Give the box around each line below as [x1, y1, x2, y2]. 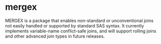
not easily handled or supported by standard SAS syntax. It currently [5, 22, 144, 28]
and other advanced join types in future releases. [5, 33, 105, 39]
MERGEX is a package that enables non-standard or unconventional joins [5, 18, 154, 23]
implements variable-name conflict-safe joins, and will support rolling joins [5, 28, 157, 34]
